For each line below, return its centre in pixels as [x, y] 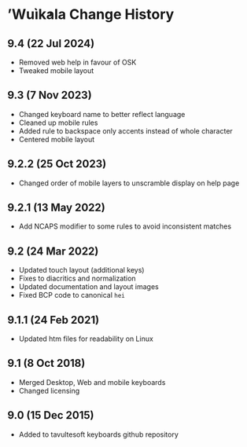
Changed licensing [49, 390]
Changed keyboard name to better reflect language [102, 114]
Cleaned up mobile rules [58, 123]
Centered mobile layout [57, 139]
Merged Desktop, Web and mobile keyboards [92, 382]
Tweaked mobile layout [56, 71]
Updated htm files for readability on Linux [86, 339]
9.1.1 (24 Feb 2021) [53, 320]
